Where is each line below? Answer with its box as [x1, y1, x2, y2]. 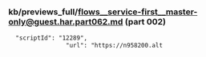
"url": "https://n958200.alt [65, 42, 163, 50]
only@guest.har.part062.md [8, 16, 123, 27]
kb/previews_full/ [8, 6, 79, 17]
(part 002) [124, 16, 167, 27]
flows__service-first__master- [77, 6, 198, 17]
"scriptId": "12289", [15, 34, 88, 42]
